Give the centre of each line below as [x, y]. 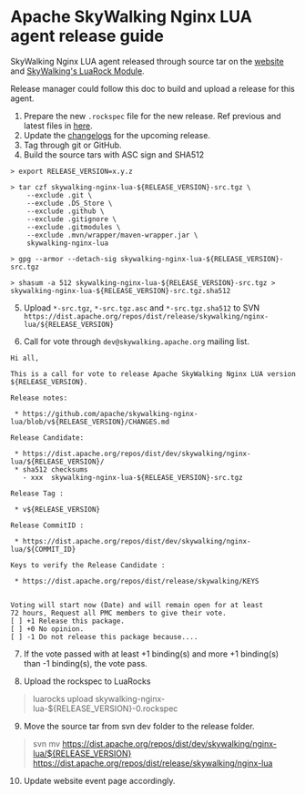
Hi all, [25, 358]
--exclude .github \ [66, 211]
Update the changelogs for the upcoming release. [117, 135]
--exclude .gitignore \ [72, 219]
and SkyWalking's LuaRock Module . [77, 71]
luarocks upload [63, 698]
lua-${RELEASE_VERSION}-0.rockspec [105, 708]
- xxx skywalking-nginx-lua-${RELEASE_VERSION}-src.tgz [133, 477]
